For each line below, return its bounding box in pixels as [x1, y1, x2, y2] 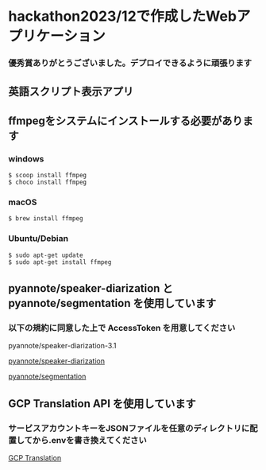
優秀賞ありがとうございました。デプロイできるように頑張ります [8, 57, 253, 68]
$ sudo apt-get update [8, 251, 83, 259]
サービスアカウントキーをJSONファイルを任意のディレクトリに [8, 422, 250, 433]
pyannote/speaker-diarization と [8, 282, 173, 295]
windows [8, 153, 44, 164]
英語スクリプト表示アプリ [8, 84, 133, 98]
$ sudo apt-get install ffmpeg [8, 258, 112, 266]
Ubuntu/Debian [8, 233, 69, 244]
